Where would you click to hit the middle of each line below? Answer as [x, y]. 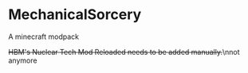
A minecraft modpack [44, 36]
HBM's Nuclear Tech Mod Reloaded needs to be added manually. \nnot [124, 52]
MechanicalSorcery [75, 15]
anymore [23, 60]
